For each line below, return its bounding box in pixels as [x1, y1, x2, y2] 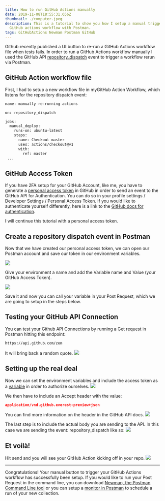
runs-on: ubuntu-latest [14, 128, 63, 133]
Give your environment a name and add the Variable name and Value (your [5, 269, 156, 276]
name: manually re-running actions [5, 101, 78, 106]
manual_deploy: [9, 124, 41, 128]
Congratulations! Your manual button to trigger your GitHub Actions [5, 470, 141, 475]
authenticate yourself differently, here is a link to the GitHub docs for [5, 203, 144, 209]
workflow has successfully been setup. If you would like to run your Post [5, 474, 152, 480]
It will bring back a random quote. [5, 350, 73, 356]
